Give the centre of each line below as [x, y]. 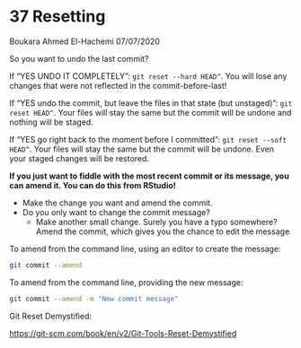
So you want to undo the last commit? [80, 58]
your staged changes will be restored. [80, 158]
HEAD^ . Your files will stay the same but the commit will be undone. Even [142, 149]
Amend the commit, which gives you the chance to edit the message [163, 231]
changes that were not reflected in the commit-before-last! [118, 85]
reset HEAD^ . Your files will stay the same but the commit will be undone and [150, 112]
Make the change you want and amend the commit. [117, 203]
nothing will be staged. [52, 122]
